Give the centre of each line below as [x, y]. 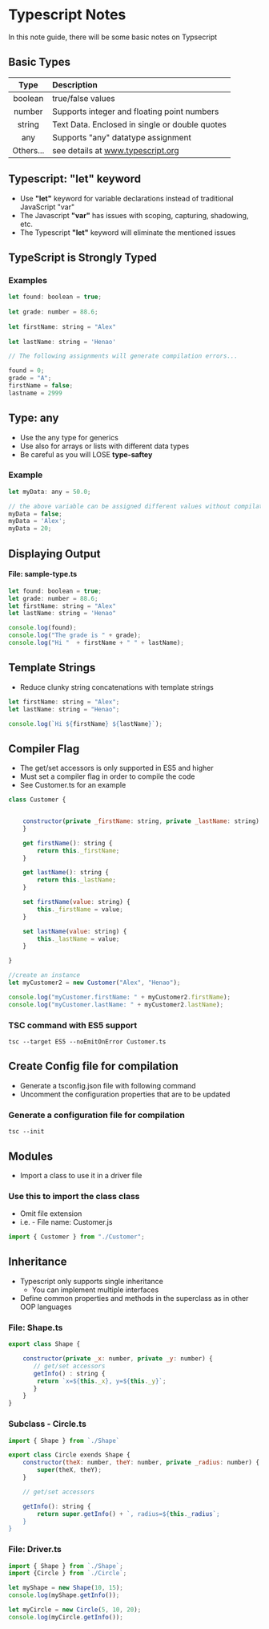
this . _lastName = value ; [78, 939]
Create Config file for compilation [93, 1066]
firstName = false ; [41, 386]
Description [75, 84]
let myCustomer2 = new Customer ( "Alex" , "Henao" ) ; [94, 983]
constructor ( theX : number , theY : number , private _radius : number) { [141, 1463]
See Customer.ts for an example [73, 785]
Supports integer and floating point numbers [135, 111]
